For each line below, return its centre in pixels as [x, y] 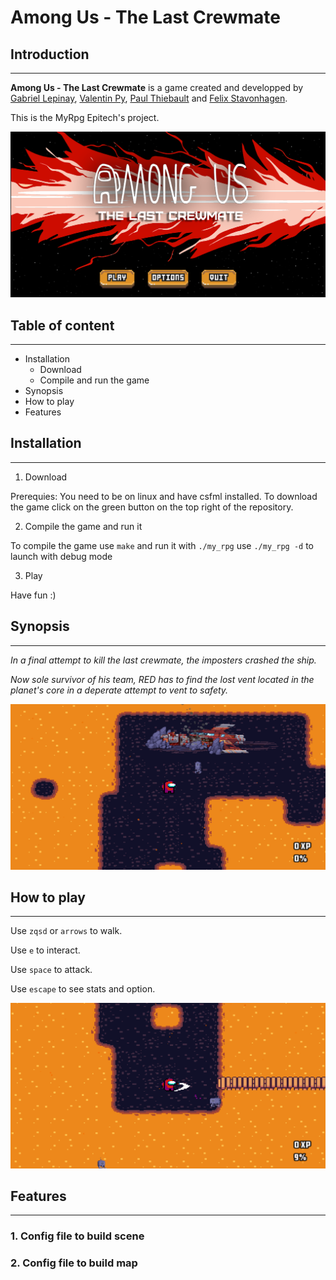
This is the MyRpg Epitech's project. [85, 117]
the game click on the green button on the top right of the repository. [152, 507]
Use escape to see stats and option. [83, 989]
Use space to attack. [51, 970]
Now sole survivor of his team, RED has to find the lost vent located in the [162, 679]
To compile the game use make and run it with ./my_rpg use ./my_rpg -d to [162, 545]
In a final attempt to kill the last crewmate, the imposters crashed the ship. [163, 660]
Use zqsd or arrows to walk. [66, 931]
